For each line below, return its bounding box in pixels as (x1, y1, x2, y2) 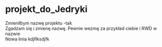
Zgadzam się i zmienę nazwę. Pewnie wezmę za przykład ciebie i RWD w (5, 25, 157, 31)
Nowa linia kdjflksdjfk (5, 36, 49, 42)
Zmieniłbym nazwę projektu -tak (5, 20, 72, 26)
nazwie (5, 30, 20, 36)
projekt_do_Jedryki (5, 3, 88, 15)
